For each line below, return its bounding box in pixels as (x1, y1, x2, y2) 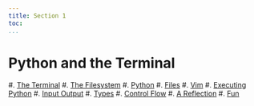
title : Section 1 (8, 11, 67, 20)
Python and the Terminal (8, 54, 175, 72)
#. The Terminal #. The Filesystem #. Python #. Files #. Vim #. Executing (8, 80, 247, 90)
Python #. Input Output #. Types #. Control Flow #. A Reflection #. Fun (8, 89, 240, 99)
